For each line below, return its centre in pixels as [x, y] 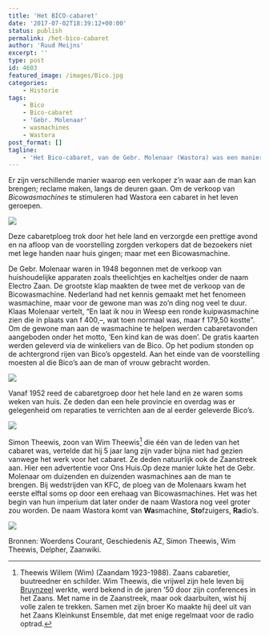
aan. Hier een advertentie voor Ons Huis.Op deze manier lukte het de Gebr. [132, 468]
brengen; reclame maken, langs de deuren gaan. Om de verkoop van [122, 188]
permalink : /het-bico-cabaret [59, 38]
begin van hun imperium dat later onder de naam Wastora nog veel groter [129, 501]
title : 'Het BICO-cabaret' [53, 16]
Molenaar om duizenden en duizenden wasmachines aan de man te [120, 476]
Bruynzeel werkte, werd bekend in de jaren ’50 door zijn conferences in [138, 589]
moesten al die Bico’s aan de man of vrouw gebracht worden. [109, 363]
